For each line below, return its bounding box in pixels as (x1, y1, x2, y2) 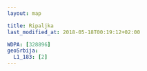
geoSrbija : (7, 47, 39, 55)
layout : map (7, 10, 41, 17)
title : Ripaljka (7, 22, 54, 29)
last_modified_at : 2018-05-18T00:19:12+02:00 (7, 29, 140, 35)
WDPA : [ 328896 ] (7, 41, 51, 48)
